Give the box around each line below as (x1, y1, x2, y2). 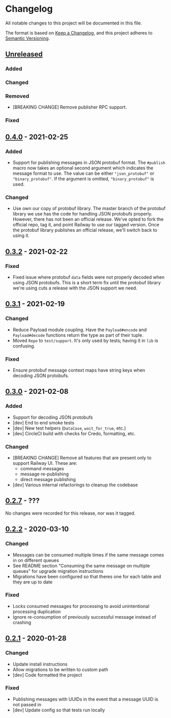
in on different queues (12, 557, 60, 563)
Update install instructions (12, 661, 68, 667)
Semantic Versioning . (5, 35, 50, 41)
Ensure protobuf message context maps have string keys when (12, 367, 146, 374)
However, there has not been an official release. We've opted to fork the (12, 216, 164, 222)
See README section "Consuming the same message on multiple (12, 563, 150, 569)
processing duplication (12, 608, 61, 615)
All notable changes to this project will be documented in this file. (5, 20, 142, 26)
